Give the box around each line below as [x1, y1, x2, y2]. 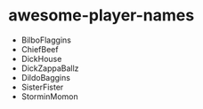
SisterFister [20, 82, 64, 92]
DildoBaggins [20, 72, 70, 82]
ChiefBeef [20, 43, 59, 54]
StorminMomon [20, 90, 79, 102]
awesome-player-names [8, 5, 195, 26]
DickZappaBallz [20, 63, 79, 74]
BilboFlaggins [20, 35, 72, 45]
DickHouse [20, 53, 62, 64]
